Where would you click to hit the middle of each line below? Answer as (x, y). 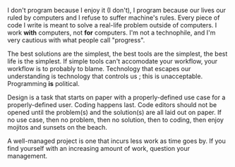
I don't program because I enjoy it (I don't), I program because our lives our (117, 10)
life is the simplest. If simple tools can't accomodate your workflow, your (113, 61)
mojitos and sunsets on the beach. (58, 127)
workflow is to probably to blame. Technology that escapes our (99, 69)
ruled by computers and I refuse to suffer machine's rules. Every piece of (114, 18)
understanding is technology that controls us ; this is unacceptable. (105, 76)
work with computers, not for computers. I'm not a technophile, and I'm (112, 32)
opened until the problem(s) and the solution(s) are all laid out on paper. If (115, 112)
